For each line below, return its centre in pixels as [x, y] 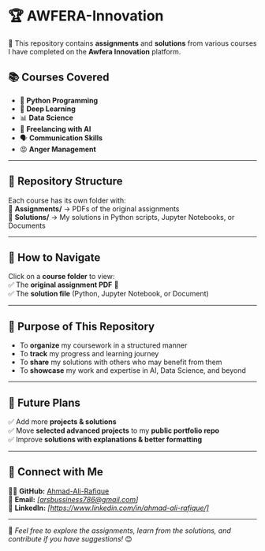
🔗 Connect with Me [56, 472]
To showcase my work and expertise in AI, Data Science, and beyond [133, 370]
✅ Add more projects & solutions [62, 422]
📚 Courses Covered [59, 78]
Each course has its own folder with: [67, 200]
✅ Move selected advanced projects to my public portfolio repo [114, 430]
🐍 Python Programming [59, 100]
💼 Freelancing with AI [55, 128]
